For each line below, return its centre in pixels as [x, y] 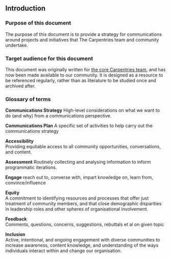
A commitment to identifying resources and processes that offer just [77, 198]
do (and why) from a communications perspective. [58, 116]
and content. [19, 152]
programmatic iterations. [31, 167]
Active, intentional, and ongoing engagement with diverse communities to [83, 240]
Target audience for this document [49, 58]
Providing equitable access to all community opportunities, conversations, [83, 147]
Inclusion [15, 234]
